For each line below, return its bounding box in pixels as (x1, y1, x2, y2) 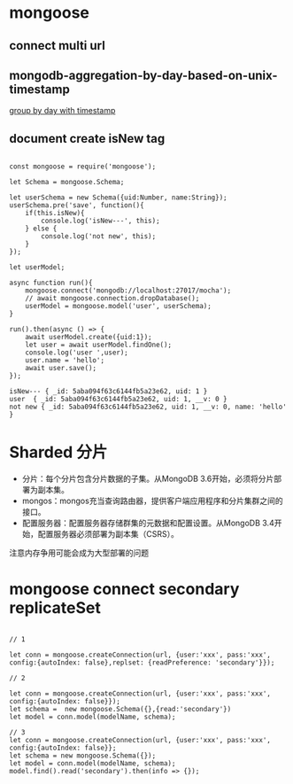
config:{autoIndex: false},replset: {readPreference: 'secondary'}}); (9, 658, 275, 667)
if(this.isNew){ (25, 209, 86, 218)
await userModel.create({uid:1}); (25, 333, 152, 342)
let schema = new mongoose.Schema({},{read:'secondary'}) (9, 705, 232, 714)
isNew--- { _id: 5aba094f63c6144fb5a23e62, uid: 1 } (9, 387, 208, 396)
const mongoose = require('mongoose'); (9, 162, 157, 171)
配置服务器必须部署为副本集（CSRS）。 (37, 529, 179, 539)
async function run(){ (9, 278, 93, 288)
